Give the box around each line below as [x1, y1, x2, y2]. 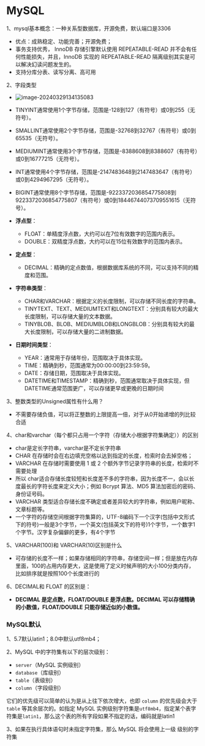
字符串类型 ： [15, 284, 48, 291]
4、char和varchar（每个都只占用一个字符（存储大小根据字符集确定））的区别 [6, 431, 199, 438]
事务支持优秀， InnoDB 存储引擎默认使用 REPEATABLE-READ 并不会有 [15, 45, 192, 53]
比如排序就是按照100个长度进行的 [15, 570, 100, 577]
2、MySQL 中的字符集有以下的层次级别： [6, 648, 110, 655]
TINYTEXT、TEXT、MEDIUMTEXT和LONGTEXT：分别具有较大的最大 [24, 305, 199, 312]
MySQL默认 [6, 620, 42, 629]
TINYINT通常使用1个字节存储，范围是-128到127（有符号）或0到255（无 [15, 106, 196, 113]
